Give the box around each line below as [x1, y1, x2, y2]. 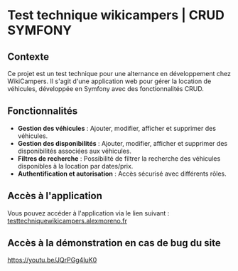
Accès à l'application [7, 190, 103, 202]
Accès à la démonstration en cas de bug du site [7, 237, 222, 249]
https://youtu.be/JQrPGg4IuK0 [7, 256, 97, 265]
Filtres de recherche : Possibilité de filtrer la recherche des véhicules [17, 154, 221, 163]
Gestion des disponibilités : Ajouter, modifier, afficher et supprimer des [17, 139, 228, 147]
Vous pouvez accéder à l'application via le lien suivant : [7, 208, 170, 217]
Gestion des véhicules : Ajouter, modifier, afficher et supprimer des [17, 124, 217, 132]
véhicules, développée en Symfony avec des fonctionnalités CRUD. [7, 85, 205, 92]
